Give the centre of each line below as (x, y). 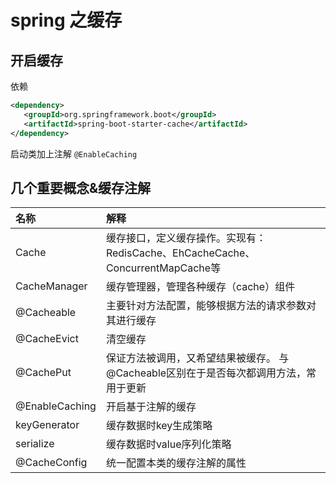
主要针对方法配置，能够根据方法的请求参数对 (211, 306)
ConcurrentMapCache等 (163, 268)
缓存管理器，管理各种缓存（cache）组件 (200, 287)
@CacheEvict (47, 339)
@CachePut (43, 373)
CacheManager (51, 286)
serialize (35, 444)
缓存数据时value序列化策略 (168, 444)
